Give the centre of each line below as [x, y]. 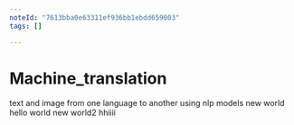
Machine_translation [88, 78]
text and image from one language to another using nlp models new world [147, 103]
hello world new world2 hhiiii [62, 112]
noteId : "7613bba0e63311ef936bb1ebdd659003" [95, 18]
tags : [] [26, 26]
